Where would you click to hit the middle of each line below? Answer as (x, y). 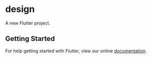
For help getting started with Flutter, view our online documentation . (76, 50)
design (20, 9)
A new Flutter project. (28, 23)
